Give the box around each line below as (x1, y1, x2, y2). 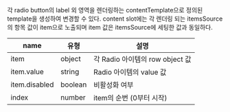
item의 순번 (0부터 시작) (93, 93, 168, 102)
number (60, 93, 86, 102)
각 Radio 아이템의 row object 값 (93, 54, 192, 64)
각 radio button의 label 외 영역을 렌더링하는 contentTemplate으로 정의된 (7, 6, 203, 14)
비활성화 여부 (93, 80, 134, 89)
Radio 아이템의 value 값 (93, 67, 167, 77)
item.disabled (10, 80, 54, 89)
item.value (10, 67, 45, 76)
